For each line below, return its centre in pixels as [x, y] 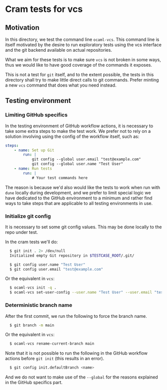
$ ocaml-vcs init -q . [33, 288]
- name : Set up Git [34, 150]
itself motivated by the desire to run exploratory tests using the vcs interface [83, 45]
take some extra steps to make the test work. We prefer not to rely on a [78, 131]
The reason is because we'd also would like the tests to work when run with [83, 187]
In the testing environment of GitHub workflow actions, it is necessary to [79, 126]
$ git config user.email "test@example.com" [56, 269]
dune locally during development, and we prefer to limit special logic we [78, 193]
